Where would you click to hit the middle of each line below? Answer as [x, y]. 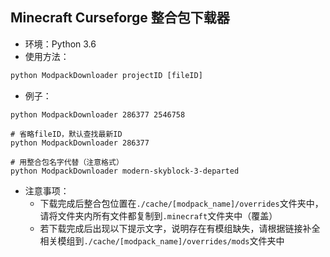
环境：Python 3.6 [60, 44]
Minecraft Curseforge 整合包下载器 [120, 18]
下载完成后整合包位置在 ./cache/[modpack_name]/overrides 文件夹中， [181, 203]
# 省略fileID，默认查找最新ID [66, 134]
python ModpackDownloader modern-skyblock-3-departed [125, 171]
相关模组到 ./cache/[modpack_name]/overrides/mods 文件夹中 [162, 240]
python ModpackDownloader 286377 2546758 [98, 114]
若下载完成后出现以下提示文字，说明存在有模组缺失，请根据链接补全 [180, 228]
